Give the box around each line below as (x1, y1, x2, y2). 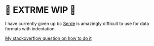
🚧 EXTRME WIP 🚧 (5, 4, 76, 16)
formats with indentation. (5, 25, 56, 31)
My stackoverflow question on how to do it (5, 35, 92, 41)
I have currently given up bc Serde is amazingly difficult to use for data (5, 21, 149, 26)
